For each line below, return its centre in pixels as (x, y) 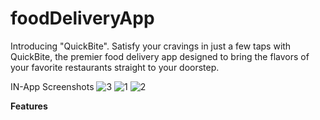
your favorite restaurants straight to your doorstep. (115, 67)
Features (29, 106)
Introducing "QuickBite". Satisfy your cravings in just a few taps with (151, 46)
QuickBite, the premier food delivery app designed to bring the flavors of (160, 56)
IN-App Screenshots (52, 86)
